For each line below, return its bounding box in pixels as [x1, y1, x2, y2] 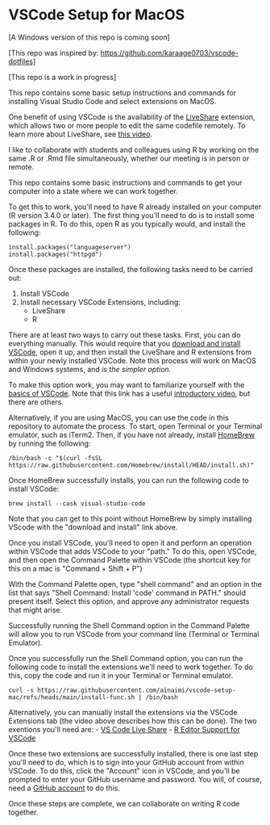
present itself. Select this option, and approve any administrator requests [8, 596, 250, 606]
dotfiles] [8, 57, 36, 66]
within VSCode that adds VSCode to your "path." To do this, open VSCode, [8, 547, 257, 556]
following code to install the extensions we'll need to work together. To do [8, 662, 254, 672]
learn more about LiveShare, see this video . [8, 129, 153, 139]
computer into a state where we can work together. [8, 186, 179, 195]
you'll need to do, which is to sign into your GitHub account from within [8, 757, 244, 767]
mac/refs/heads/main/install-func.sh [8, 693, 135, 701]
